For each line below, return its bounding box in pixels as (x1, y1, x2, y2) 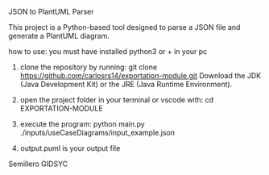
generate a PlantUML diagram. (8, 31, 110, 40)
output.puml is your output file (19, 144, 121, 152)
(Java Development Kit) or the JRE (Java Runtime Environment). (19, 80, 233, 89)
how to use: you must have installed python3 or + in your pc (8, 47, 208, 56)
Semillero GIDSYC (8, 159, 68, 169)
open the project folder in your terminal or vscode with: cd (19, 95, 214, 104)
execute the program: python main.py (19, 119, 145, 128)
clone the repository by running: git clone (19, 62, 158, 72)
